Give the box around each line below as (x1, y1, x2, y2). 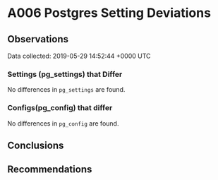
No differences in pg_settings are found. (7, 85, 126, 94)
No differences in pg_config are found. (7, 119, 119, 128)
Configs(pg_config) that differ (7, 103, 113, 113)
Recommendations (7, 164, 92, 176)
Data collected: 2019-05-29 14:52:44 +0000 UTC (7, 52, 151, 60)
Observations (7, 33, 69, 45)
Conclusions (7, 139, 64, 151)
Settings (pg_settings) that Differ (7, 69, 123, 79)
